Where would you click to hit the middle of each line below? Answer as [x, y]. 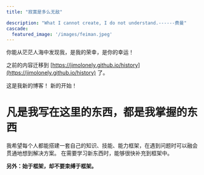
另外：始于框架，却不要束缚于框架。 [52, 166]
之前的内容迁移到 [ [29, 65]
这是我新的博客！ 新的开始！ [42, 86]
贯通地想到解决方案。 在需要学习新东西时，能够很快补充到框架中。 [90, 153]
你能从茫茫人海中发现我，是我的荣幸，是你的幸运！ [70, 52]
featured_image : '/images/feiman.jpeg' [62, 34]
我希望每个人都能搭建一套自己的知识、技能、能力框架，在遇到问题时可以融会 [102, 146]
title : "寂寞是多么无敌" [34, 12]
